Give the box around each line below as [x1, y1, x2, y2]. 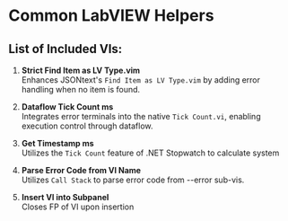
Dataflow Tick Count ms [21, 102, 114, 112]
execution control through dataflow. [21, 120, 153, 131]
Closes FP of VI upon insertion [21, 201, 135, 212]
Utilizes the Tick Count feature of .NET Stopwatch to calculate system [21, 147, 280, 158]
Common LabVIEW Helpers [8, 5, 214, 26]
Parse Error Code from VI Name [21, 165, 141, 175]
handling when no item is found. [21, 84, 141, 94]
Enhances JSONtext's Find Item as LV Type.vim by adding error [21, 75, 261, 85]
